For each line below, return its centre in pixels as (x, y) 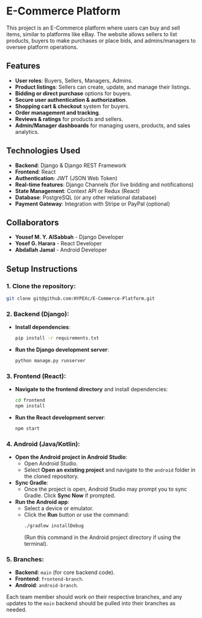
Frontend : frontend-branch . (49, 579)
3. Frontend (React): (36, 376)
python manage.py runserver (50, 361)
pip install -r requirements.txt (57, 338)
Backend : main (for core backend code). (65, 572)
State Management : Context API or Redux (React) (77, 191)
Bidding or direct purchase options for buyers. (73, 93)
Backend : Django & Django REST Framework (71, 165)
